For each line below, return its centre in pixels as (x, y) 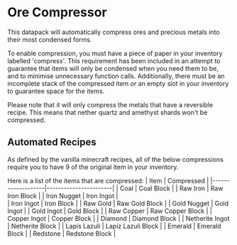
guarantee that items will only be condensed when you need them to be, (113, 68)
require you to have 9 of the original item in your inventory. (93, 167)
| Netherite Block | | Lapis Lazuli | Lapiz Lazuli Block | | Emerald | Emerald (114, 226)
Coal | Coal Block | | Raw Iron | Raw (171, 188)
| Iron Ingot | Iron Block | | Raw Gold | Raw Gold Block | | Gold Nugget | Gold (118, 203)
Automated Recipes (52, 142)
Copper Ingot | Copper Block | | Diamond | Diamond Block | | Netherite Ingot (118, 218)
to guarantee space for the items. (56, 91)
